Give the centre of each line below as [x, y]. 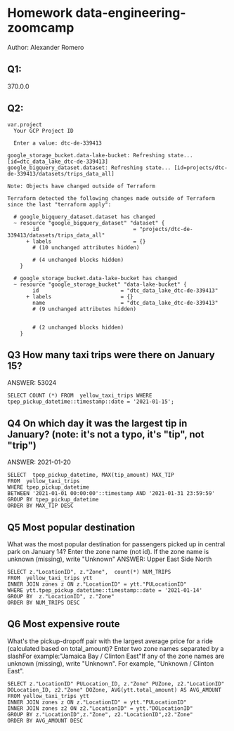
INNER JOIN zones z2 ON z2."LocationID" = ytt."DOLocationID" [100, 708]
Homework [40, 13]
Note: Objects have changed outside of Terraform [82, 186]
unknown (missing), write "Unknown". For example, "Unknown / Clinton [111, 663]
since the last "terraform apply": [59, 204]
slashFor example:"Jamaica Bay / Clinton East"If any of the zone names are [116, 656]
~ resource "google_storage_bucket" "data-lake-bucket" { [100, 284]
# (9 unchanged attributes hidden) [85, 309]
